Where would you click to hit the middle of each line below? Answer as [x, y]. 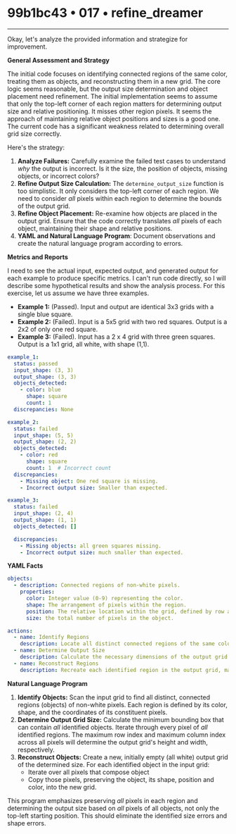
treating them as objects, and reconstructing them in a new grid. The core [114, 81]
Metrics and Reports [38, 257]
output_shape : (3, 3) [45, 377]
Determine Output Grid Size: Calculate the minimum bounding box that [121, 719]
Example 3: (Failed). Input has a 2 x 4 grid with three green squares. [116, 337]
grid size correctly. [34, 133]
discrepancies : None [44, 409]
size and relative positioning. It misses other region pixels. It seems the [110, 111]
